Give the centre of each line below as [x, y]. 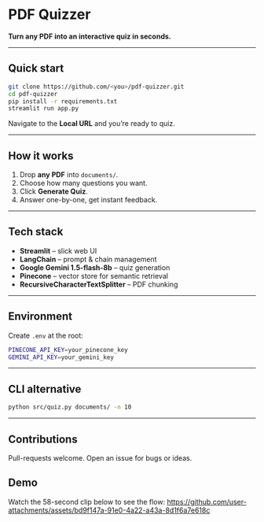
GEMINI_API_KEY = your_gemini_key [61, 357]
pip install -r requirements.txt [63, 101]
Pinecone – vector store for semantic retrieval [94, 276]
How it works [41, 155]
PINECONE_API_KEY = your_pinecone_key [68, 350]
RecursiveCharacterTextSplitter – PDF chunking [99, 284]
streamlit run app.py [44, 109]
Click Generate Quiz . [54, 191]
